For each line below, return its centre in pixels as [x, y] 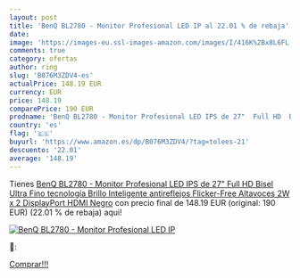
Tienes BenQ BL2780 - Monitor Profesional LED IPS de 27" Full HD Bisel [142, 184]
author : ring [33, 68]
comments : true [37, 51]
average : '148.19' [43, 158]
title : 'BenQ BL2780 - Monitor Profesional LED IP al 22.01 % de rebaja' [150, 26]
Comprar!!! [29, 264]
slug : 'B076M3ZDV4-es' [51, 76]
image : [21, 42]
